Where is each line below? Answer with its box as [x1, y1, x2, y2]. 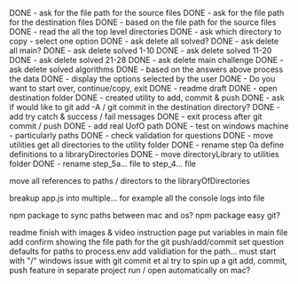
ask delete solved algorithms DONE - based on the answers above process [9, 64, 284, 75]
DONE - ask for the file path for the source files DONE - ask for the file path [9, 8, 285, 18]
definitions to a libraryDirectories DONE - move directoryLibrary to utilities [9, 149, 279, 159]
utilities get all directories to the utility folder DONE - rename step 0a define [9, 139, 285, 150]
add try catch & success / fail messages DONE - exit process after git [9, 111, 263, 122]
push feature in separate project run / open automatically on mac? [9, 265, 251, 275]
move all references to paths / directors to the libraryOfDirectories [9, 176, 251, 185]
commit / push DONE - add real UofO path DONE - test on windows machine [9, 121, 289, 131]
